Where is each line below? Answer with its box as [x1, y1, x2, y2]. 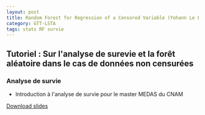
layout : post [6, 9, 40, 15]
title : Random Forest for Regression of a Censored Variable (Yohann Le [6, 15, 195, 21]
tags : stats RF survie [6, 26, 64, 32]
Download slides [6, 102, 48, 109]
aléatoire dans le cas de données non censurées [6, 58, 194, 69]
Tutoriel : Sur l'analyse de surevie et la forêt [6, 48, 176, 59]
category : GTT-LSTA [6, 20, 56, 26]
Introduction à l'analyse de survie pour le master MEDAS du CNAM [15, 90, 184, 98]
